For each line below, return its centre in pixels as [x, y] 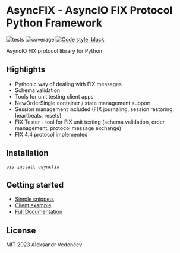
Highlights [26, 70]
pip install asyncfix [33, 167]
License [21, 230]
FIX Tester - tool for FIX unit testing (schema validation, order [90, 122]
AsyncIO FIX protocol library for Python [54, 50]
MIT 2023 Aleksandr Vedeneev [44, 245]
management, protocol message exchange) [68, 128]
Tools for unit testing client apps [54, 96]
